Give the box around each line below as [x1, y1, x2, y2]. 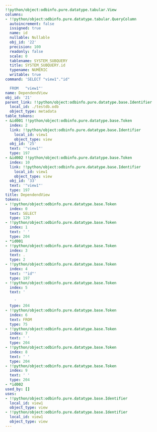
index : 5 [9, 285, 28, 290]
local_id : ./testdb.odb [9, 104, 59, 110]
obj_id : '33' [9, 178, 37, 183]
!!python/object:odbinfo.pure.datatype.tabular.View [5, 7, 117, 12]
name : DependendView [5, 90, 48, 95]
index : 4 [9, 267, 28, 272]
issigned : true [9, 26, 41, 31]
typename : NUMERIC [9, 68, 48, 73]
